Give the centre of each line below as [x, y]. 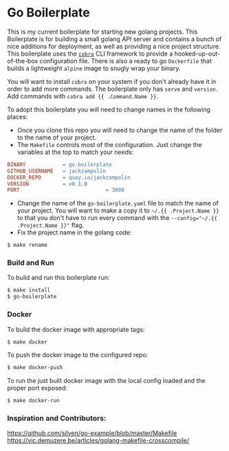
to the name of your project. [57, 137]
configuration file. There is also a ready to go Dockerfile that [126, 60]
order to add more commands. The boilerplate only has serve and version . [112, 89]
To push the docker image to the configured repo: [78, 355]
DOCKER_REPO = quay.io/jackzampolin [69, 177]
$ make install [29, 290]
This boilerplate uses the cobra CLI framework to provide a [90, 54]
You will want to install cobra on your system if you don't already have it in [112, 81]
